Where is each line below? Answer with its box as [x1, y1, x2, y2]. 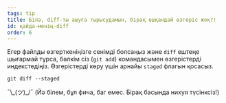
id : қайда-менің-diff [7, 23, 69, 29]
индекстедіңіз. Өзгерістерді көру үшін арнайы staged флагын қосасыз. [7, 62, 214, 70]
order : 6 [7, 29, 32, 36]
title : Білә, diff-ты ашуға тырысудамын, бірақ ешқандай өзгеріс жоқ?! [7, 16, 216, 23]
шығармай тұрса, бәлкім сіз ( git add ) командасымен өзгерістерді [7, 55, 201, 63]
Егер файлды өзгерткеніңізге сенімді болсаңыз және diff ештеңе [7, 48, 200, 56]
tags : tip [7, 10, 36, 17]
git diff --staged [7, 76, 60, 83]
